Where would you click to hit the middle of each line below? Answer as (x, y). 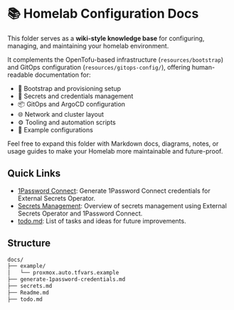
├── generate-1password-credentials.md (67, 279)
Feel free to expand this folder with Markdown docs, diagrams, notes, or (113, 144)
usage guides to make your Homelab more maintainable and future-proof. (115, 151)
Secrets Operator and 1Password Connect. (80, 213)
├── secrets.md (30, 286)
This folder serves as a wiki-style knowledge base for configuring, (106, 38)
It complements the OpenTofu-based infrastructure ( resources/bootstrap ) (116, 59)
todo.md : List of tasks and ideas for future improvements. (102, 220)
